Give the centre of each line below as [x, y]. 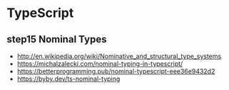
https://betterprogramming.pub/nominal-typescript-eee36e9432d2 [116, 71]
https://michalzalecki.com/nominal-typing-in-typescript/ [100, 64]
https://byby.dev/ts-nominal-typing [68, 79]
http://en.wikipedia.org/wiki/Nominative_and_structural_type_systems [119, 56]
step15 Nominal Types [57, 39]
